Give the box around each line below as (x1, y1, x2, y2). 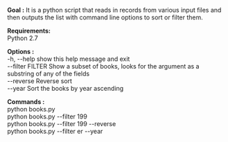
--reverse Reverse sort (7, 77, 73, 85)
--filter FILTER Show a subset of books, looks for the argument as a (7, 62, 200, 70)
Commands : (7, 98, 45, 106)
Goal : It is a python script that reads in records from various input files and (7, 6, 222, 14)
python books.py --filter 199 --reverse (7, 120, 116, 127)
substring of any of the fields (7, 69, 90, 78)
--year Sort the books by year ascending (7, 85, 124, 92)
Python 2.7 (7, 34, 38, 42)
